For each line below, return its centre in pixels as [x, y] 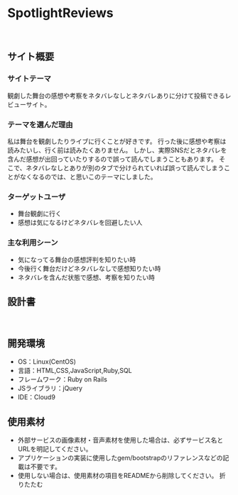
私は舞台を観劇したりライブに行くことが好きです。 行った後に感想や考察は [117, 141]
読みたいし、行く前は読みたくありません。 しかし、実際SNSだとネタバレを [117, 150]
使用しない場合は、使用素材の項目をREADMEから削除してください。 [118, 475]
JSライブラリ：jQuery [50, 389]
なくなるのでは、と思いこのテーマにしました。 [88, 177]
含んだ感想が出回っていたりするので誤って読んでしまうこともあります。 [113, 159]
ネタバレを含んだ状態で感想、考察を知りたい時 [86, 277]
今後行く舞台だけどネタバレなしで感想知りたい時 [89, 268]
